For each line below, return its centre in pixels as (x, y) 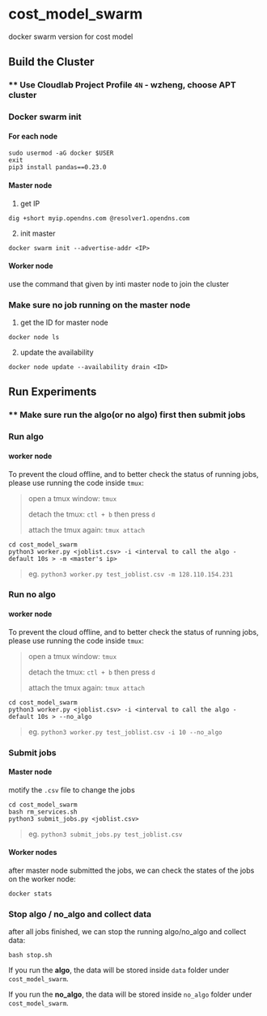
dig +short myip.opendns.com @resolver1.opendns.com (99, 218)
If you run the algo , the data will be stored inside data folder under (119, 970)
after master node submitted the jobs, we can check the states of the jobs (131, 870)
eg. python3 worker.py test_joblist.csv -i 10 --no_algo (125, 731)
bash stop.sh (30, 955)
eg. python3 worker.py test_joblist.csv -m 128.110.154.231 (130, 574)
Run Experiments (53, 392)
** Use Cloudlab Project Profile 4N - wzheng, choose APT (122, 85)
